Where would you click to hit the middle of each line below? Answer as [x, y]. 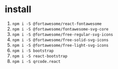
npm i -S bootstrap [33, 51]
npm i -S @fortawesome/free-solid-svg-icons [60, 40]
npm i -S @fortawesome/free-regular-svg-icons [63, 34]
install [18, 9]
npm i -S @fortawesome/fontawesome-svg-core [60, 29]
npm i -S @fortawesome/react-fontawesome [57, 24]
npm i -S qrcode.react [36, 61]
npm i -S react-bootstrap [40, 56]
